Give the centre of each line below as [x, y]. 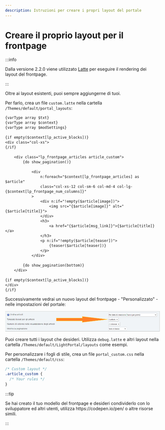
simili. [11, 414]
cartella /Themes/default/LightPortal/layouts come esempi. [67, 344]
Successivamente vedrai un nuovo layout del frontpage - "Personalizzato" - [82, 299]
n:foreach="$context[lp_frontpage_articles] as [90, 177]
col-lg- [125, 186]
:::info [11, 60]
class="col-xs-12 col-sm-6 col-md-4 [78, 186]
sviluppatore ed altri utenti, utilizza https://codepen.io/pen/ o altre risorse [79, 409]
